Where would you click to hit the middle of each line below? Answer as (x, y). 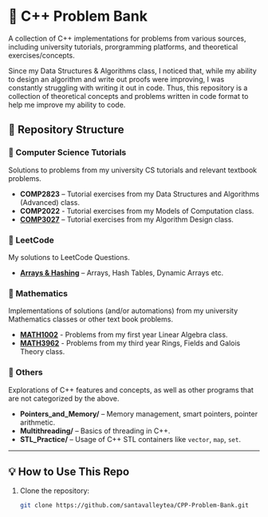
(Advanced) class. (49, 202)
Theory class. (42, 352)
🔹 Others (26, 373)
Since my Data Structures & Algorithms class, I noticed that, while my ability (132, 70)
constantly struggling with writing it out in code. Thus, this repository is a (128, 88)
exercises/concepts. (42, 55)
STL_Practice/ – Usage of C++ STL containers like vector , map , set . (130, 439)
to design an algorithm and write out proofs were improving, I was (116, 79)
